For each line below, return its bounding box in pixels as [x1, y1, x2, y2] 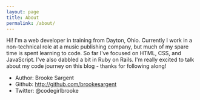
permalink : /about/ [6, 20, 56, 26]
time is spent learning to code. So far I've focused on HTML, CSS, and [6, 50, 182, 57]
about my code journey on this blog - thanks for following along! [6, 62, 167, 70]
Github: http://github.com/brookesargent [15, 81, 117, 88]
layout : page [6, 8, 39, 15]
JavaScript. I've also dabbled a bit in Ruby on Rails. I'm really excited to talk [6, 56, 195, 64]
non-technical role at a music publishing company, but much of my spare [6, 43, 189, 50]
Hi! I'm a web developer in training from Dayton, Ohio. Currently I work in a [6, 37, 193, 44]
